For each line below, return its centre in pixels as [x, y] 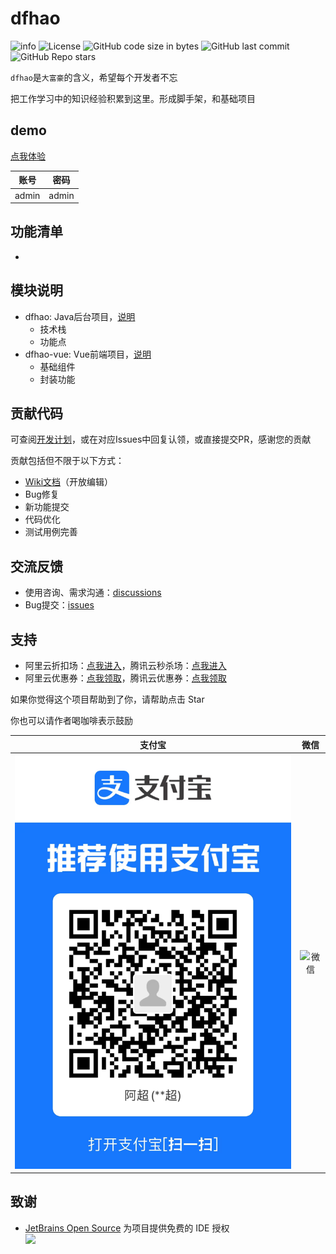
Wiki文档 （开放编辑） [69, 482]
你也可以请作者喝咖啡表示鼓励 [71, 721]
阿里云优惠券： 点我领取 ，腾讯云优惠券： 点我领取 [125, 678]
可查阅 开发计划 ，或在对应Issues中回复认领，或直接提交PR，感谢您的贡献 [161, 439]
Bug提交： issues [59, 605]
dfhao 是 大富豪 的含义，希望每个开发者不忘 [94, 77]
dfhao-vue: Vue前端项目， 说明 [88, 354]
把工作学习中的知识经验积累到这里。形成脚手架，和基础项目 [133, 98]
